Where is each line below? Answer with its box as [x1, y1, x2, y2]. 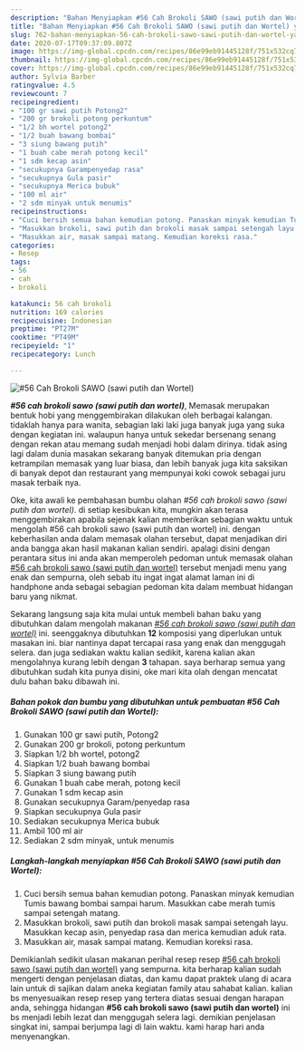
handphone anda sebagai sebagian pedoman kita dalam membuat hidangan [10, 581, 293, 592]
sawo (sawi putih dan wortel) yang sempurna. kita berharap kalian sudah [10, 963, 281, 974]
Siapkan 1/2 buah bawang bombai [23, 757, 150, 768]
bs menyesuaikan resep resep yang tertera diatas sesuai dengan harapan [10, 992, 284, 1003]
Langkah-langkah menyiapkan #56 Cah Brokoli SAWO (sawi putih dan [10, 855, 281, 866]
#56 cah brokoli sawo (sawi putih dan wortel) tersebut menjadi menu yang [10, 562, 288, 573]
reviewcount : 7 [10, 89, 68, 98]
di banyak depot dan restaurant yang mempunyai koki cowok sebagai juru [10, 468, 286, 478]
